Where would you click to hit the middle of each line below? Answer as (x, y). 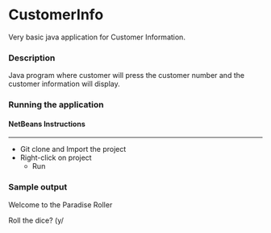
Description (32, 58)
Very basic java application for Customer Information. (97, 37)
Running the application (56, 104)
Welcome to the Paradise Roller (60, 204)
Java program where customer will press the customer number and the (126, 76)
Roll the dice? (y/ (36, 220)
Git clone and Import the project (73, 149)
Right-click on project (56, 157)
